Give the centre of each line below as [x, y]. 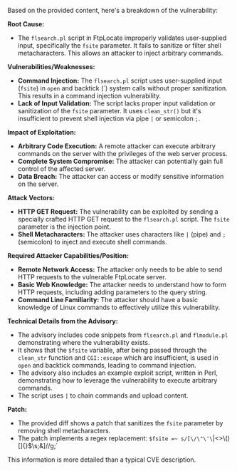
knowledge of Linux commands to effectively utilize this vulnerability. [119, 307]
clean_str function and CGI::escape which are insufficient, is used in [118, 358]
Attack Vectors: [31, 198]
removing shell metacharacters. [64, 431]
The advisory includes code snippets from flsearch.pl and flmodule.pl [123, 335]
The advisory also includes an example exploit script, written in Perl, [118, 373]
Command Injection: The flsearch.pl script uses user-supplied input [120, 81]
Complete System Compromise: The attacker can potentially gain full [120, 161]
